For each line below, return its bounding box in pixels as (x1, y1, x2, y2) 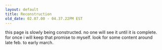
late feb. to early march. (5, 40, 54, 46)
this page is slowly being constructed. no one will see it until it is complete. (5, 30, 157, 35)
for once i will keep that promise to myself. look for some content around (5, 34, 153, 40)
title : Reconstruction (5, 12, 52, 17)
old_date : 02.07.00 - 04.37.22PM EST (5, 16, 83, 21)
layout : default (5, 7, 39, 12)
